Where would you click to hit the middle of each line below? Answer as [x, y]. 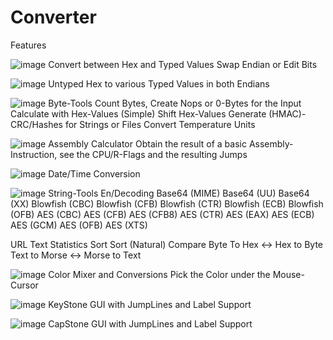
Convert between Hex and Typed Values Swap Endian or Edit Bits [183, 64]
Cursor [24, 285]
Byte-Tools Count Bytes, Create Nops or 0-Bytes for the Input [175, 103]
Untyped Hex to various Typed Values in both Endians [159, 83]
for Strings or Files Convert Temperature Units [160, 124]
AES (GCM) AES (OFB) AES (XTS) [79, 225]
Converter [53, 17]
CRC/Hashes [36, 124]
